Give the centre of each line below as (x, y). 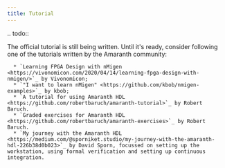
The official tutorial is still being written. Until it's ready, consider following (112, 46)
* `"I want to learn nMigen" (55, 85)
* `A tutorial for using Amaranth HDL (70, 97)
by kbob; (57, 91)
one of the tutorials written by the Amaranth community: (87, 54)
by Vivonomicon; (65, 79)
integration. (26, 157)
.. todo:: (18, 33)
